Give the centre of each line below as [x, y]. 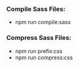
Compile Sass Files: [36, 9]
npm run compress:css [44, 57]
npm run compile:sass [43, 22]
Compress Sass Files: [39, 38]
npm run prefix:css [39, 51]
